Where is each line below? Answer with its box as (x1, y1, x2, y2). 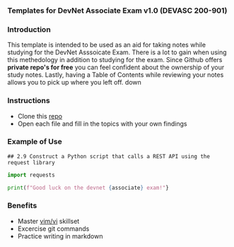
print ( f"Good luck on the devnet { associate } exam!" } (7, 184, 170, 191)
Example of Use (7, 137, 62, 147)
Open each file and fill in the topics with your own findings (17, 119, 187, 128)
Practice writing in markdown (17, 231, 103, 240)
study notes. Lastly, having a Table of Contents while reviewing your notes (7, 71, 224, 79)
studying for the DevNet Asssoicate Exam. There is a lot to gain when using (7, 48, 228, 56)
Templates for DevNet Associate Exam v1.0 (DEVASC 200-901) (7, 6, 228, 16)
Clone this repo (17, 112, 62, 120)
